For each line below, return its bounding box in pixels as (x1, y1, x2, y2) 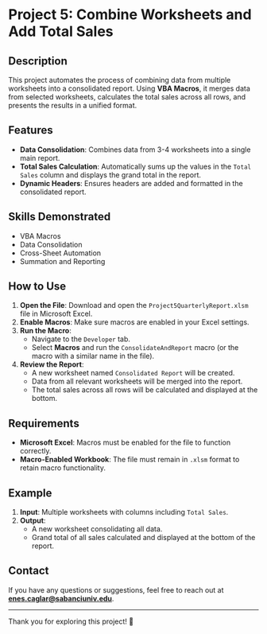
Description (8, 54, 68, 68)
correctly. (19, 446, 52, 456)
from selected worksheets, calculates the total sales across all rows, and (8, 92, 246, 101)
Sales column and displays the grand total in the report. (19, 169, 201, 180)
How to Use (8, 280, 67, 294)
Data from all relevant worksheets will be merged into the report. (31, 376, 243, 387)
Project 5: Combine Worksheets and (8, 6, 252, 24)
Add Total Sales (8, 22, 114, 41)
